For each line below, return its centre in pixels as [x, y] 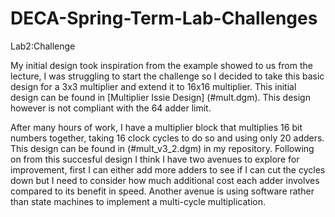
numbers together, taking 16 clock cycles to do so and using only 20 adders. [167, 138]
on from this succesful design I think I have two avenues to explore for [155, 159]
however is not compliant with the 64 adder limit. [111, 108]
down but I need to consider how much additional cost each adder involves [165, 180]
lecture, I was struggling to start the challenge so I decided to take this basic [167, 76]
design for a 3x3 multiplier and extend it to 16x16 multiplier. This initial [153, 86]
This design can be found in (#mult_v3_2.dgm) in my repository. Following [162, 148]
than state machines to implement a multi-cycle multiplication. [138, 201]
